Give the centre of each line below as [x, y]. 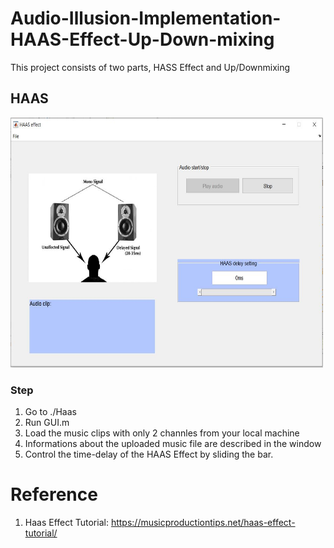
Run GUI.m [47, 423]
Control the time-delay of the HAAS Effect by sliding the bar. [149, 454]
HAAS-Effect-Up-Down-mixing [142, 39]
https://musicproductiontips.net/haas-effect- [203, 522]
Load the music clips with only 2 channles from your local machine [162, 433]
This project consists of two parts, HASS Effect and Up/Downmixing [150, 67]
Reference [54, 494]
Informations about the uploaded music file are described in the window [173, 444]
